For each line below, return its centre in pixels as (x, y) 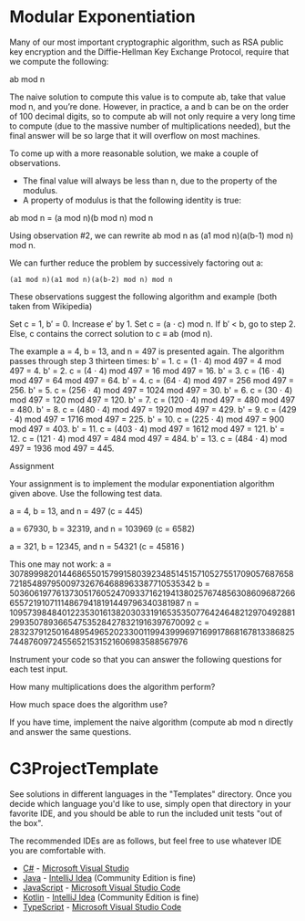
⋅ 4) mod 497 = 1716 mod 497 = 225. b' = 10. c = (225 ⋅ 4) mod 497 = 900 (147, 419)
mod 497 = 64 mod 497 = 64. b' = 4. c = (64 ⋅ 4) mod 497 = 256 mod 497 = (152, 380)
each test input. (39, 669)
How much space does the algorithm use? (89, 704)
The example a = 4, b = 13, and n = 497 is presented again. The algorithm (147, 351)
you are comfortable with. (58, 850)
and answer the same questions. (71, 731)
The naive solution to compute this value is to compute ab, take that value (148, 97)
